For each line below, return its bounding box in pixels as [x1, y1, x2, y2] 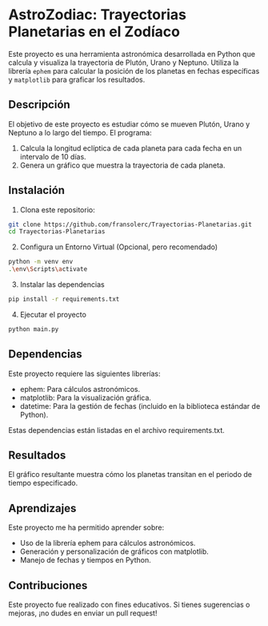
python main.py [8, 325, 59, 333]
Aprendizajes [8, 501, 77, 515]
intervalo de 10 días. [19, 151, 86, 161]
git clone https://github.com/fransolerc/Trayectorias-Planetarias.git [8, 220, 252, 228]
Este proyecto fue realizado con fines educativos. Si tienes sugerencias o [8, 600, 250, 610]
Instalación [8, 184, 66, 197]
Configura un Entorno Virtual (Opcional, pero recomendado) [19, 242, 218, 252]
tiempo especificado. [8, 479, 78, 488]
